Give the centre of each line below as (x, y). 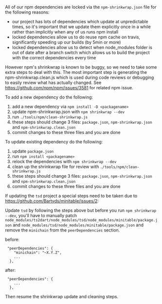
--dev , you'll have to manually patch (41, 215)
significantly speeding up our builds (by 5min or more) (66, 42)
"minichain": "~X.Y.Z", (38, 253)
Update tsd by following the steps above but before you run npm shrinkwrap (81, 210)
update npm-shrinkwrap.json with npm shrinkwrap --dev (68, 112)
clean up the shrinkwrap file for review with (55, 167)
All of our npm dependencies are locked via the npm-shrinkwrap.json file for (81, 7)
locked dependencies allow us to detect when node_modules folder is (82, 47)
